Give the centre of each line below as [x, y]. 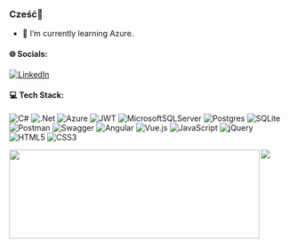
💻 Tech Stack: [37, 95]
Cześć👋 [26, 14]
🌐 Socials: [28, 53]
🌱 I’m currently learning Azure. [78, 34]
